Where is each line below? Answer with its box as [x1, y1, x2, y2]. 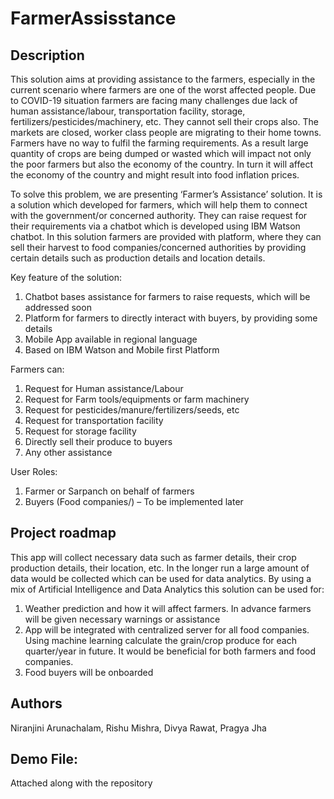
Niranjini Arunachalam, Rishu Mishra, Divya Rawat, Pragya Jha [10, 722, 267, 734]
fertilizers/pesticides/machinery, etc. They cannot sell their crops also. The [10, 116, 319, 127]
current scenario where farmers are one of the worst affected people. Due [10, 84, 317, 96]
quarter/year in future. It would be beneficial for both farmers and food [24, 645, 316, 657]
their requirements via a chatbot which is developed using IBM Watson [10, 220, 301, 232]
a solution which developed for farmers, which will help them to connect [10, 199, 308, 211]
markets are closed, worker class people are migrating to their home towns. [10, 127, 322, 138]
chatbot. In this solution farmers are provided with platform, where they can [10, 231, 322, 242]
